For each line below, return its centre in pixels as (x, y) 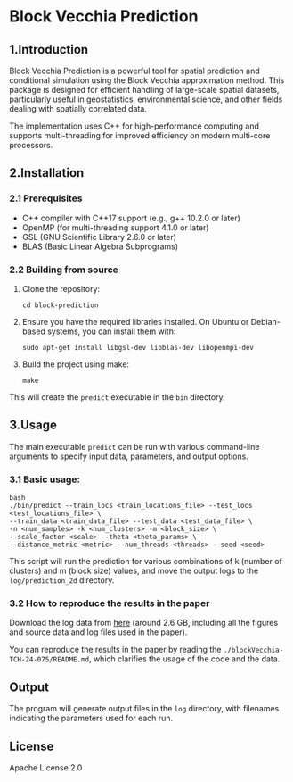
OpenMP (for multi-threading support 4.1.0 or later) (115, 227)
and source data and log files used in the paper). (98, 632)
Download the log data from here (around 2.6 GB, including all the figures (144, 623)
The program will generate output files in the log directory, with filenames (144, 709)
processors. (31, 145)
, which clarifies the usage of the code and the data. (184, 659)
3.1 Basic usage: (45, 479)
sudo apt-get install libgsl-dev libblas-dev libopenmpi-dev (138, 347)
